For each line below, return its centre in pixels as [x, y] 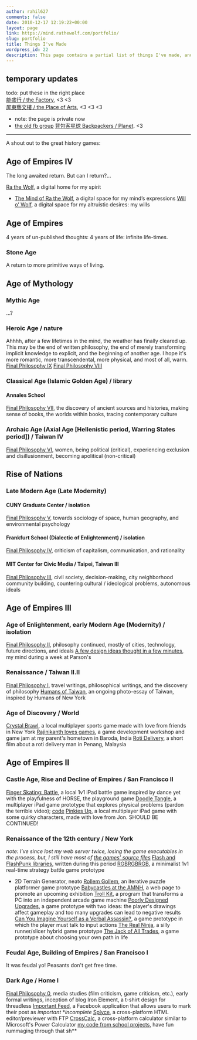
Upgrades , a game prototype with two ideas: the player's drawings [95, 906]
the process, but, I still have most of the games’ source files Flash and [91, 857]
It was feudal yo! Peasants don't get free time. [62, 966]
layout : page [22, 28]
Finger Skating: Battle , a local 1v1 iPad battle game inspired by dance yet [93, 792]
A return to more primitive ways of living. [55, 265]
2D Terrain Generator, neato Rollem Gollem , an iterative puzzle [90, 881]
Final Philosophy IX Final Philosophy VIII [54, 366]
